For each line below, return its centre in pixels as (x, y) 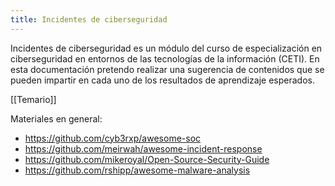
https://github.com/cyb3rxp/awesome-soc (113, 138)
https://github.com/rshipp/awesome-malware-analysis (137, 170)
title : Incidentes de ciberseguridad (89, 19)
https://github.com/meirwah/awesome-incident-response (143, 148)
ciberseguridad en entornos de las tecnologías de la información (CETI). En (165, 58)
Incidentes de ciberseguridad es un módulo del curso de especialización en (166, 48)
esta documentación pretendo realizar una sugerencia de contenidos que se (167, 69)
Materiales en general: (56, 118)
